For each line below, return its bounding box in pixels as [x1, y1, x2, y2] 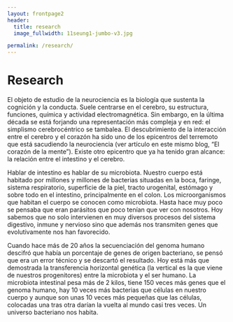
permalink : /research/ [7, 43, 73, 50]
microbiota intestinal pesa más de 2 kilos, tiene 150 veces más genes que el [7, 279, 226, 287]
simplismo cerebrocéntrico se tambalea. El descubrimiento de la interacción [7, 125, 226, 133]
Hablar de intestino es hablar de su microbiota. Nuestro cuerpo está [7, 168, 203, 177]
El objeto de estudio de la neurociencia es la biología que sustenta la [7, 96, 205, 104]
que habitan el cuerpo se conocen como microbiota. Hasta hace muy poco [7, 198, 223, 207]
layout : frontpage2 [7, 10, 64, 17]
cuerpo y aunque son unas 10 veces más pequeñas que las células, [7, 293, 202, 302]
